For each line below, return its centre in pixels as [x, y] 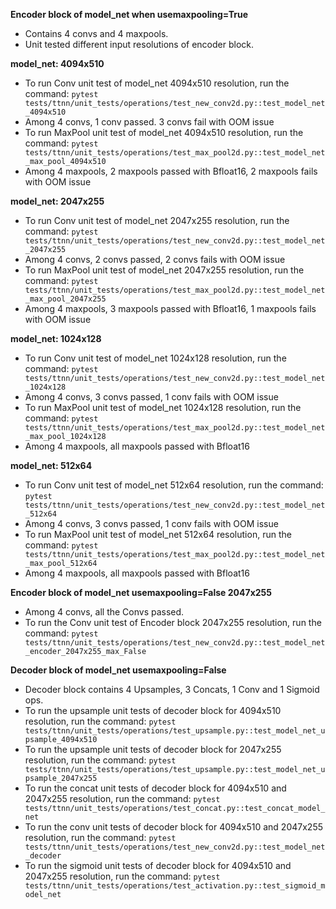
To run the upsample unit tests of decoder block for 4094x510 [153, 710]
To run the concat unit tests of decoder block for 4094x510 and [155, 788]
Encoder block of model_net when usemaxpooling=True [129, 14]
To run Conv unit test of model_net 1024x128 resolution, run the [155, 358]
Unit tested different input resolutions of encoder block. [139, 44]
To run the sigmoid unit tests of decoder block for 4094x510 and [158, 865]
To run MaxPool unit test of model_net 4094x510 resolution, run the [164, 132]
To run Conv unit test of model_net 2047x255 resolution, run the [157, 220]
